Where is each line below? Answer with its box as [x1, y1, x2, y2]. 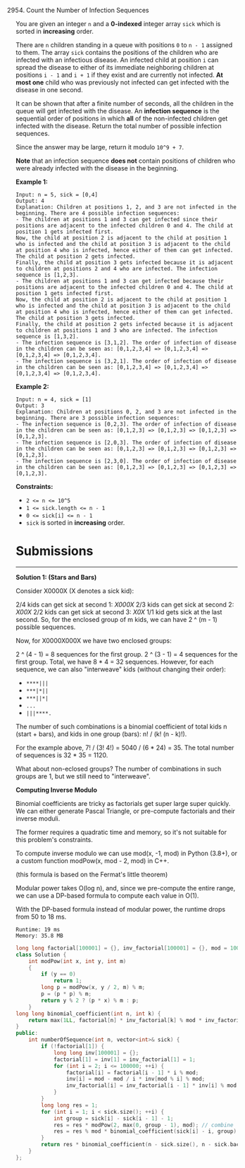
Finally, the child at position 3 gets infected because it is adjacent [15, 259, 234, 266]
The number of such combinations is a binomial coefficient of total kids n [15, 722, 227, 731]
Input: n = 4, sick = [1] [15, 396, 92, 403]
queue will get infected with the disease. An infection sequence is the [15, 107, 220, 115]
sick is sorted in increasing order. [25, 518, 125, 527]
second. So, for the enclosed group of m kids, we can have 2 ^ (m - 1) [15, 615, 218, 623]
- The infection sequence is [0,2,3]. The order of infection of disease [15, 421, 237, 428]
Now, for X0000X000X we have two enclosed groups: [15, 636, 172, 645]
